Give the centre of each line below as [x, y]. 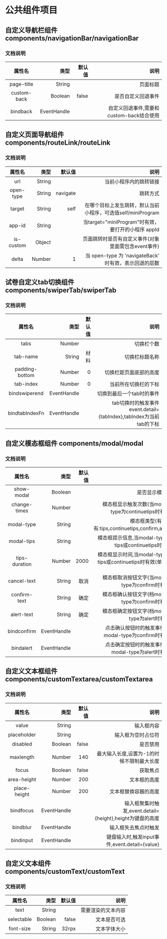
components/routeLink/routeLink [58, 143]
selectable [20, 919]
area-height [22, 779]
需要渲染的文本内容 [103, 910]
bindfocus [22, 810]
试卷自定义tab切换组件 [40, 282]
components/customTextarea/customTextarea [79, 679]
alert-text [22, 614]
